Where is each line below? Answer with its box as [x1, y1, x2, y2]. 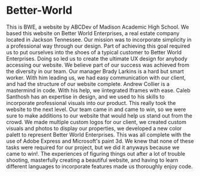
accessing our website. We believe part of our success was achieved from [6, 61, 190, 69]
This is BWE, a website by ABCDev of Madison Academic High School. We [6, 23, 189, 30]
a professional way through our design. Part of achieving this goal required [6, 42, 190, 50]
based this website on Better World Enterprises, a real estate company [6, 29, 180, 36]
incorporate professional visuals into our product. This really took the [6, 99, 176, 106]
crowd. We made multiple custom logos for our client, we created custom [6, 118, 187, 125]
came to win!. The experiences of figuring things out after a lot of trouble [6, 150, 186, 157]
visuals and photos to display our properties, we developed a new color [6, 125, 182, 132]
